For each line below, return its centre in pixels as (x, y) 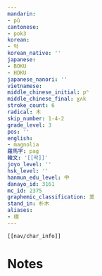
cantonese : (23, 27)
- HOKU (17, 73)
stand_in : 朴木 (28, 204)
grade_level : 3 (30, 125)
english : (20, 138)
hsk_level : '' (28, 171)
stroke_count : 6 (31, 106)
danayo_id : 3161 (31, 184)
